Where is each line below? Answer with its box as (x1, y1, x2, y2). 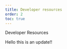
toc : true (5, 16, 25, 21)
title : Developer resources (5, 7, 63, 12)
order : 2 (5, 12, 23, 17)
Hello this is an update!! (5, 39, 52, 45)
